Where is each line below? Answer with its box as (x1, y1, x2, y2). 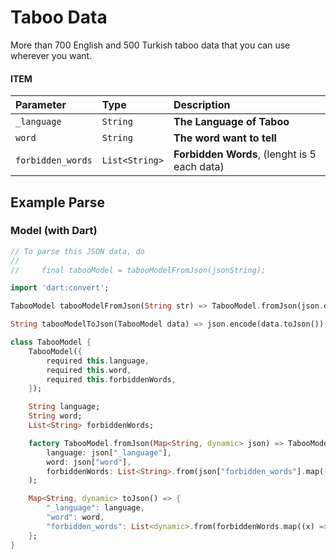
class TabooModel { (10, 337, 92, 348)
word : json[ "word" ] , (46, 457, 132, 467)
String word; (28, 411, 83, 421)
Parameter (15, 98, 67, 112)
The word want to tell (173, 131, 277, 145)
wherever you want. (10, 49, 93, 61)
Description (173, 98, 231, 112)
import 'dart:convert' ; (10, 283, 110, 293)
